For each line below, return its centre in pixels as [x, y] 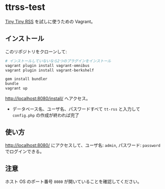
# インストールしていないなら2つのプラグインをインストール [58, 61]
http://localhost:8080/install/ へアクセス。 [48, 98]
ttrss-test [25, 7]
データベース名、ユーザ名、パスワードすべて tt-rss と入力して [76, 109]
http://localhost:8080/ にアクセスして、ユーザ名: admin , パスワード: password [83, 145]
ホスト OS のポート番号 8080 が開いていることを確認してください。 [74, 181]
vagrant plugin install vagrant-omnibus [48, 65]
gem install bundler [27, 79]
